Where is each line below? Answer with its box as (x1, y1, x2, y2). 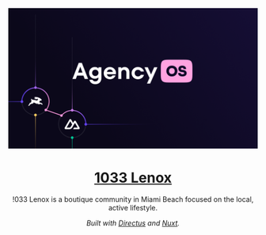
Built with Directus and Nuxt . (85, 218, 180, 228)
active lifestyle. (108, 203, 158, 213)
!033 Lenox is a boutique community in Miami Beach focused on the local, (12, 195, 254, 204)
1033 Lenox (93, 169, 173, 187)
